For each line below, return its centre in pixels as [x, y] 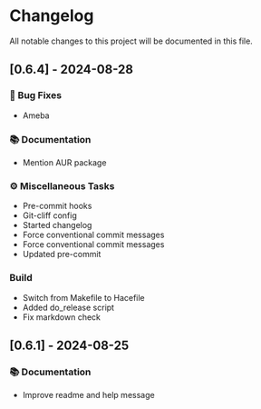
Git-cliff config [49, 215]
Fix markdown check [62, 317]
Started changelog [57, 225]
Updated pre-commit [62, 254]
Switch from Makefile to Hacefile [83, 297]
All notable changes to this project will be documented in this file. [131, 41]
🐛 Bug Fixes [35, 95]
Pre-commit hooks [57, 206]
